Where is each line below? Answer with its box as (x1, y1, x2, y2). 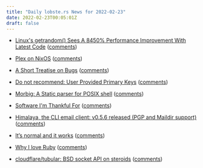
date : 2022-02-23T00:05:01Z (6, 15, 78, 21)
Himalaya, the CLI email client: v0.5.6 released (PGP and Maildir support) (15, 113, 197, 121)
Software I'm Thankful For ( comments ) (15, 102, 112, 109)
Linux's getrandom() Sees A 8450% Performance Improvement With (15, 37, 187, 44)
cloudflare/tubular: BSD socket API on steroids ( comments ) (15, 155, 163, 163)
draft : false (6, 20, 39, 26)
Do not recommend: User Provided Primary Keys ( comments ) (15, 78, 168, 86)
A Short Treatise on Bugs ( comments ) (15, 67, 110, 74)
